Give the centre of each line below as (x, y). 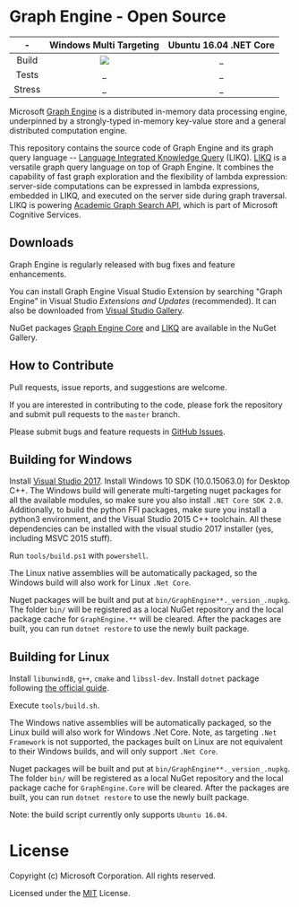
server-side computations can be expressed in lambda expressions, (134, 186)
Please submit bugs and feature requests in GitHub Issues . (117, 432)
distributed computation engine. (68, 130)
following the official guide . (59, 688)
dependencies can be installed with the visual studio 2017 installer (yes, (141, 529)
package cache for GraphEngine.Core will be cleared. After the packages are (149, 788)
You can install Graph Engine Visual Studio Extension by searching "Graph (146, 291)
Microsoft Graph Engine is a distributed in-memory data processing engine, (149, 111)
